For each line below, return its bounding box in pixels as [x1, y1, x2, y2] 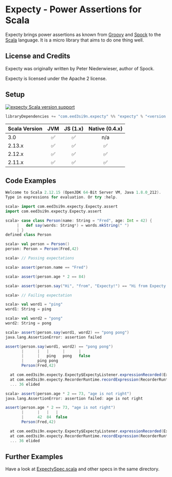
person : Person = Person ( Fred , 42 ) [5, 246, 79, 252]
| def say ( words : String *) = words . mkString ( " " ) [16, 223, 130, 228]
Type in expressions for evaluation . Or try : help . [5, 195, 118, 200]
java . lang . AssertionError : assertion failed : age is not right [5, 396, 143, 401]
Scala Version [8, 125, 42, 132]
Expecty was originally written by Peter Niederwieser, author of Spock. [5, 65, 155, 71]
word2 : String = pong [5, 321, 52, 326]
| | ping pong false [21, 353, 91, 359]
